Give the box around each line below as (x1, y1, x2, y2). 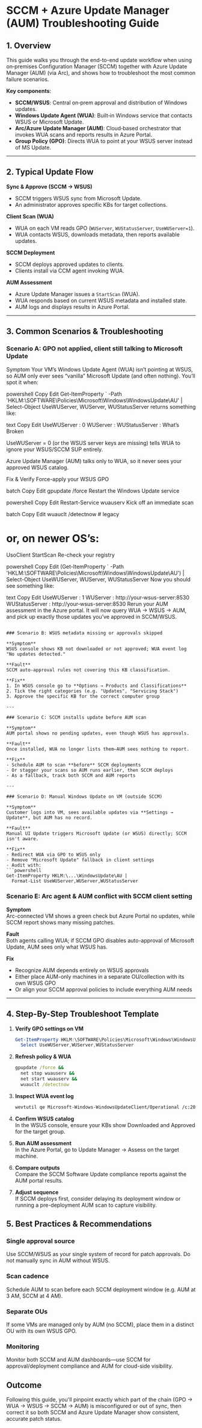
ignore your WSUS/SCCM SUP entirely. (6, 446, 103, 453)
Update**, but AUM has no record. (6, 815, 93, 821)
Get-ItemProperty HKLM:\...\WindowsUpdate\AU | (6, 873, 128, 879)
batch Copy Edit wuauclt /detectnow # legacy (6, 510, 120, 517)
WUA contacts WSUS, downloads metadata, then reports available (14, 230, 180, 238)
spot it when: (6, 378, 38, 386)
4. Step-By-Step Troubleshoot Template (6, 1009, 159, 1019)
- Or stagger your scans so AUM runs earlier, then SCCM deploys (6, 767, 173, 774)
